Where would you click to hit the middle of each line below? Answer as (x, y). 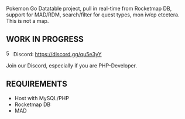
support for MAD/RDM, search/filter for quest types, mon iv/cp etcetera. (93, 15)
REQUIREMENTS (37, 84)
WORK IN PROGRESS (45, 40)
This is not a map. (28, 21)
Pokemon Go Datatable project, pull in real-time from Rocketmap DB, (89, 8)
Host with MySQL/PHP (42, 98)
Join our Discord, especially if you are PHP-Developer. (72, 65)
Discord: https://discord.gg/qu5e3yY (57, 54)
